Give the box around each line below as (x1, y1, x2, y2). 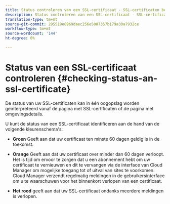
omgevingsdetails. (5, 111, 44, 117)
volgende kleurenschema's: (5, 126, 63, 132)
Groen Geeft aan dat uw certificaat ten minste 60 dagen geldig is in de (12, 136, 160, 142)
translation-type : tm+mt (5, 17, 58, 22)
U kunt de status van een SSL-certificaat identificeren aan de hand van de (5, 120, 160, 127)
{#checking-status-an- (57, 73, 158, 84)
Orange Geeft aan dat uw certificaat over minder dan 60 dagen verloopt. (12, 151, 164, 157)
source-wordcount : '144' (5, 31, 58, 36)
